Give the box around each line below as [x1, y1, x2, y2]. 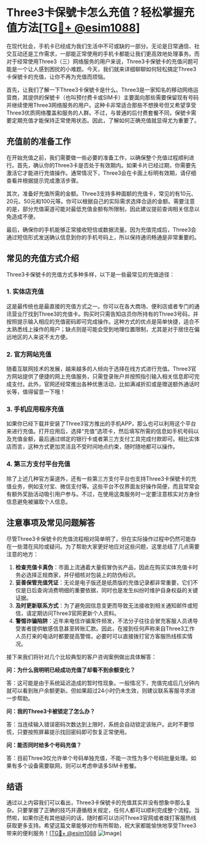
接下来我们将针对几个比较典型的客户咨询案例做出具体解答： [6, 653, 157, 660]
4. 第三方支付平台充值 [6, 460, 71, 468]
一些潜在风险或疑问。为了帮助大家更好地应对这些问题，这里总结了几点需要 [11, 543, 200, 550]
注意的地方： [6, 550, 39, 558]
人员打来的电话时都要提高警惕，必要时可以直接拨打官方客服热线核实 [15, 632, 188, 639]
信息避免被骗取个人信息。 [6, 498, 71, 505]
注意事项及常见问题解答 [6, 517, 95, 528]
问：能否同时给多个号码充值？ [6, 741, 82, 749]
